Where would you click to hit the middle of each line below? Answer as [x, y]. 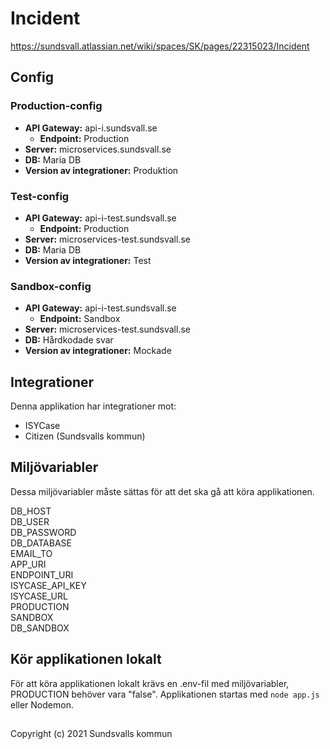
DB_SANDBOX [40, 628]
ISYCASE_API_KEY [48, 585]
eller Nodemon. [42, 704]
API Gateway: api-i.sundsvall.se [91, 128]
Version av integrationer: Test [88, 260]
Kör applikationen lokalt [86, 659]
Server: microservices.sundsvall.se [98, 149]
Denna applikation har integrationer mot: [93, 406]
